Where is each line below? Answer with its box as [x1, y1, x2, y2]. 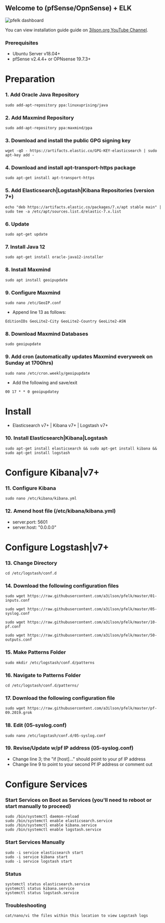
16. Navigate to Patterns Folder [5, 672, 81, 679]
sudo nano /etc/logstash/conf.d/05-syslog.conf [5, 733, 106, 738]
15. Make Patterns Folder [5, 649, 66, 656]
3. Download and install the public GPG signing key [5, 137, 131, 144]
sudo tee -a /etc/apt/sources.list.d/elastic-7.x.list [5, 209, 122, 214]
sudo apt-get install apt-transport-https [5, 176, 95, 181]
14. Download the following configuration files [5, 582, 119, 589]
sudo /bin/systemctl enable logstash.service [5, 827, 101, 832]
